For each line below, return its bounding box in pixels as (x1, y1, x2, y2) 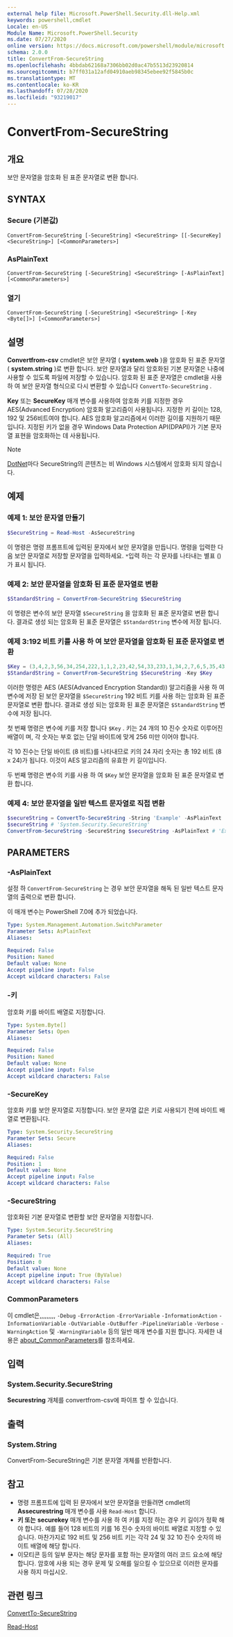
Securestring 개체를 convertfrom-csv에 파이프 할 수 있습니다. (7, 1396, 178, 1404)
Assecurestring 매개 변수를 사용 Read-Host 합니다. (17, 1506, 157, 1515)
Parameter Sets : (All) (7, 1233, 73, 1240)
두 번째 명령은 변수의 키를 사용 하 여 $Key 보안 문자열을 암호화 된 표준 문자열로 (7, 770, 217, 779)
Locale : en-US (7, 23, 49, 30)
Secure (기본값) (7, 216, 59, 226)
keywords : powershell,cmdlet (7, 17, 92, 24)
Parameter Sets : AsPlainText (7, 928, 92, 935)
